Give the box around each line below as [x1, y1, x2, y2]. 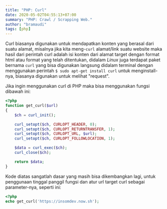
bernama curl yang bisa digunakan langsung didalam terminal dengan [5, 62, 153, 68]
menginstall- [131, 67, 158, 74]
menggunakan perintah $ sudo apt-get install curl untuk [5, 67, 130, 74]
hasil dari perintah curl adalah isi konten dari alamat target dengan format [5, 52, 160, 58]
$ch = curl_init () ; [14, 112, 56, 118]
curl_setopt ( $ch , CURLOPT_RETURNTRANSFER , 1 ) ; [14, 126, 115, 132]
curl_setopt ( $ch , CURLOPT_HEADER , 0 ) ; [14, 122, 97, 127]
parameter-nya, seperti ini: [5, 184, 61, 190]
